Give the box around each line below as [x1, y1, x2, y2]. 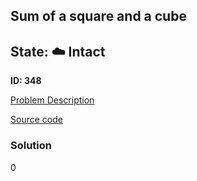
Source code [10, 114, 63, 126]
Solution [10, 139, 53, 153]
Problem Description [10, 94, 95, 106]
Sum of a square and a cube [10, 8, 187, 25]
